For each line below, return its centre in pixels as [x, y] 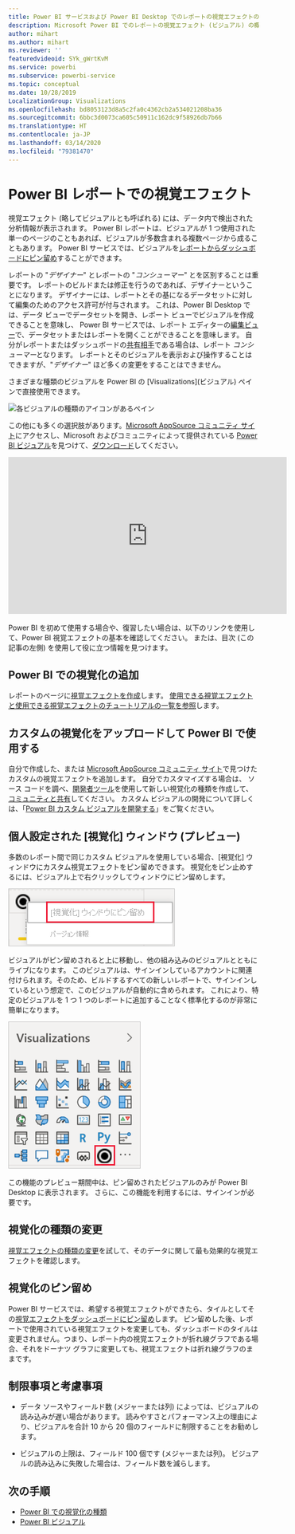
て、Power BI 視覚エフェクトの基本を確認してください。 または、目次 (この [131, 637]
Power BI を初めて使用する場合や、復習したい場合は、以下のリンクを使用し [132, 627]
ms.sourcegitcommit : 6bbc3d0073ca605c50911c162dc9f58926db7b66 [115, 118]
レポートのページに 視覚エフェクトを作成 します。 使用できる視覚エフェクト [131, 696]
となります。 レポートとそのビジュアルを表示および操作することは [144, 354]
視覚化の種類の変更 [55, 1230]
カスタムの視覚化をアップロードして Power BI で [127, 733]
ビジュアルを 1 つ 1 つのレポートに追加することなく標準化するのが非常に [140, 1000]
